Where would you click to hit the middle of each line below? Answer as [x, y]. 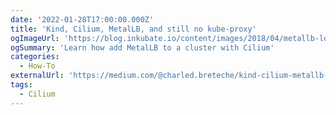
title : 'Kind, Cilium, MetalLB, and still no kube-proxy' [133, 29]
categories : [35, 57]
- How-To [37, 66]
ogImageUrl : [35, 38]
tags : [21, 85]
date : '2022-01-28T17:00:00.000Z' [82, 19]
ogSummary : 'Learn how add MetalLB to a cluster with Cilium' [142, 47]
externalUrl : [37, 76]
